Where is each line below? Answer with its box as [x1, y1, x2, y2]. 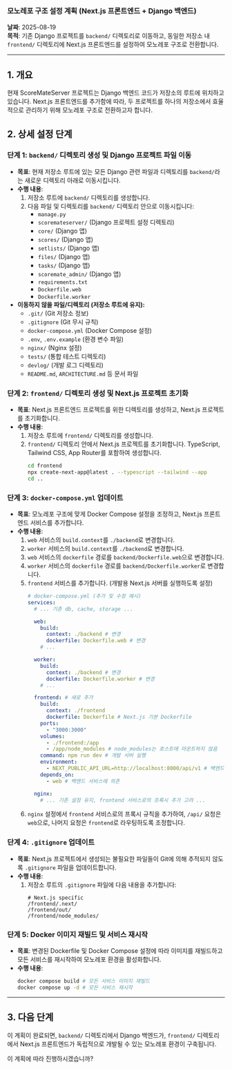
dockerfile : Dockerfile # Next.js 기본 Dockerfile [46, 713, 192, 721]
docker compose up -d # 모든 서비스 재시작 [17, 984, 133, 991]
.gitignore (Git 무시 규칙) [27, 318, 99, 326]
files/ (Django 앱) [37, 252, 90, 260]
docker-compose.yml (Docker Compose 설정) [27, 326, 152, 334]
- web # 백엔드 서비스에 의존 [46, 778, 120, 784]
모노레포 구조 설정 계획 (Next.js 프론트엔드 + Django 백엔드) [7, 6, 197, 15]
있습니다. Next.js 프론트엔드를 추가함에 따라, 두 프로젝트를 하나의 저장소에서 [7, 97, 211, 106]
